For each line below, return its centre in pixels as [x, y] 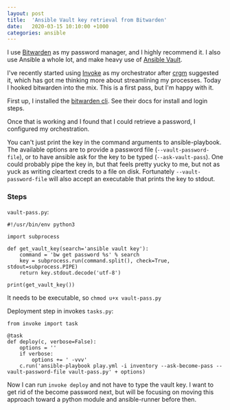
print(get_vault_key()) [41, 285]
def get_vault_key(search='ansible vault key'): [78, 249]
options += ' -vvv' [60, 360]
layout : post [26, 13]
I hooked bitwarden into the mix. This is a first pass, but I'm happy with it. [111, 88]
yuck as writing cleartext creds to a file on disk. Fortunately [91, 172]
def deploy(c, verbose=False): [52, 342]
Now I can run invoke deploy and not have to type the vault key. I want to [111, 385]
